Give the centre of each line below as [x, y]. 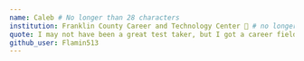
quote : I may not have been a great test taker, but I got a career [141, 34]
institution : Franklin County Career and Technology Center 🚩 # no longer [153, 26]
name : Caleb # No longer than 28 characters [95, 17]
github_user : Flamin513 [54, 43]
